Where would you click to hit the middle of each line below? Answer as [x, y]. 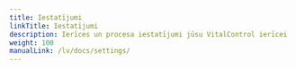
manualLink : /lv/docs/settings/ [70, 51]
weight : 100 [31, 43]
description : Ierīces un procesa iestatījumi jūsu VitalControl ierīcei [148, 34]
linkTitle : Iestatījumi [54, 26]
